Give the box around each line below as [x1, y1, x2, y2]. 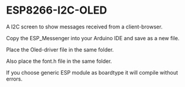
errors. [6, 75, 22, 82]
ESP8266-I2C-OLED [6, 4, 108, 17]
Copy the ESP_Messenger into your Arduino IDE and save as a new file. [6, 34, 180, 41]
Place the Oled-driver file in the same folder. [6, 46, 114, 53]
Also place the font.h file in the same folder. [6, 57, 112, 65]
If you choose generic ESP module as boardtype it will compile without [6, 69, 178, 76]
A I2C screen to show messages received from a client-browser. [6, 23, 163, 30]
